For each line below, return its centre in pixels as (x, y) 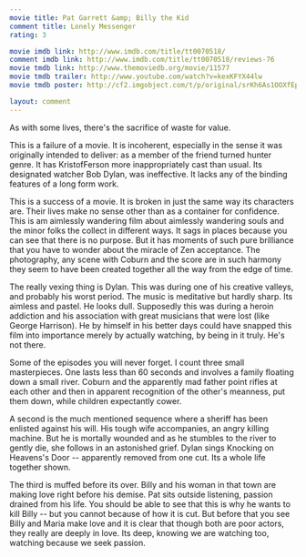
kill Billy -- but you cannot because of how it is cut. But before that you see (150, 513)
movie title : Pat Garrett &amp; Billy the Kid (99, 18)
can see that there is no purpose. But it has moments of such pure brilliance (152, 240)
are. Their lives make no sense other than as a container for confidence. (145, 211)
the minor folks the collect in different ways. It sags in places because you (148, 230)
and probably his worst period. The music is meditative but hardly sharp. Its (151, 296)
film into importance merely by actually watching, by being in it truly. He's (147, 335)
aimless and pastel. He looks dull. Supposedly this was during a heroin (142, 306)
